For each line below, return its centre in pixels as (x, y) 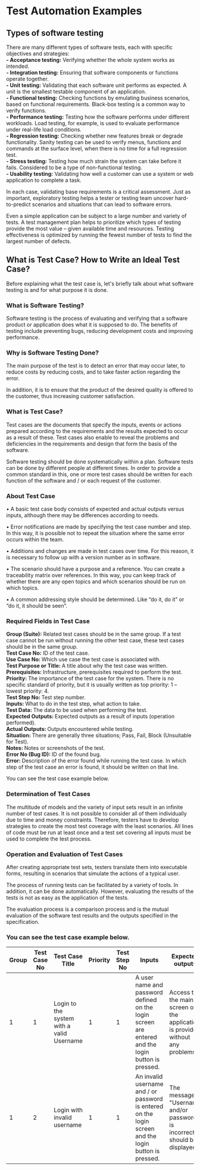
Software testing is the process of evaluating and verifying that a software (97, 318)
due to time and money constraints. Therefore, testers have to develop (93, 820)
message (182, 1096)
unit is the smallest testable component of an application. (76, 91)
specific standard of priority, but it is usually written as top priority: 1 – (92, 685)
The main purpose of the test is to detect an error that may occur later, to (96, 366)
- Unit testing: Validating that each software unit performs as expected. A (96, 85)
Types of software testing (55, 33)
